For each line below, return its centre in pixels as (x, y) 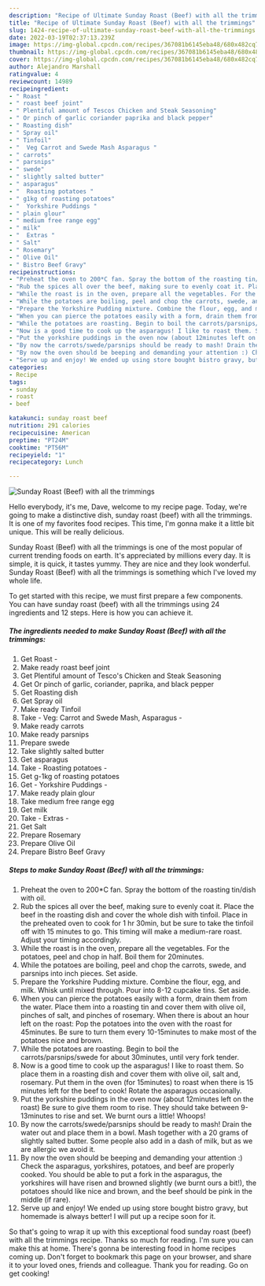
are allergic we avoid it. (58, 1150)
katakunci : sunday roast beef (59, 419)
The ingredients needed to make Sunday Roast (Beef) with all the (118, 631)
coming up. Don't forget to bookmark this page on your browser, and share (131, 1257)
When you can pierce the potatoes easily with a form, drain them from (134, 999)
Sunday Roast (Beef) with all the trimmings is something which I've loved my (132, 572)
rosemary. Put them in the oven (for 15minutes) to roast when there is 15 (137, 1083)
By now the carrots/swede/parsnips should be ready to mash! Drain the (136, 1124)
